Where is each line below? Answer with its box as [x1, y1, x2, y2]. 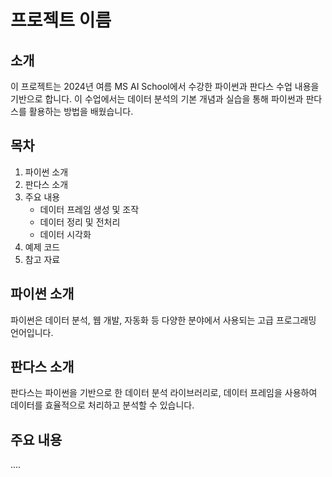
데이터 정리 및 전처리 [39, 216, 121, 228]
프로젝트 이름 [10, 9, 112, 32]
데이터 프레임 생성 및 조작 [39, 203, 140, 215]
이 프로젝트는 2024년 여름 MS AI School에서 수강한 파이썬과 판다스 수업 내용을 [10, 81, 320, 92]
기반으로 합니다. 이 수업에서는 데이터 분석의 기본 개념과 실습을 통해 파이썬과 [10, 93, 304, 105]
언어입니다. [10, 326, 54, 338]
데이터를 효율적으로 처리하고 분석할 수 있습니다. [10, 399, 195, 411]
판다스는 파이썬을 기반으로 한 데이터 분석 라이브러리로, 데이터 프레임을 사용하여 [10, 387, 318, 399]
